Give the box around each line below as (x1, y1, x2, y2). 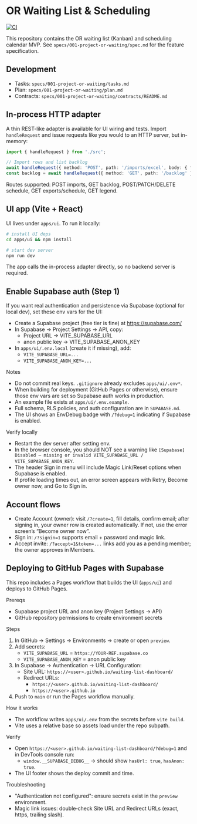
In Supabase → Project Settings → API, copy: (14, 326, 124, 333)
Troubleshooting (6, 781, 46, 788)
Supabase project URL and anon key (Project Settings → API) (14, 607, 162, 614)
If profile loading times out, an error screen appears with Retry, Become (14, 477, 188, 484)
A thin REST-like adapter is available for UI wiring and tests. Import (6, 125, 167, 132)
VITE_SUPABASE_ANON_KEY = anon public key (23, 656, 126, 663)
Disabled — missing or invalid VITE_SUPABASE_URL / (14, 452, 144, 458)
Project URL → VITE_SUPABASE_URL (23, 332, 113, 339)
